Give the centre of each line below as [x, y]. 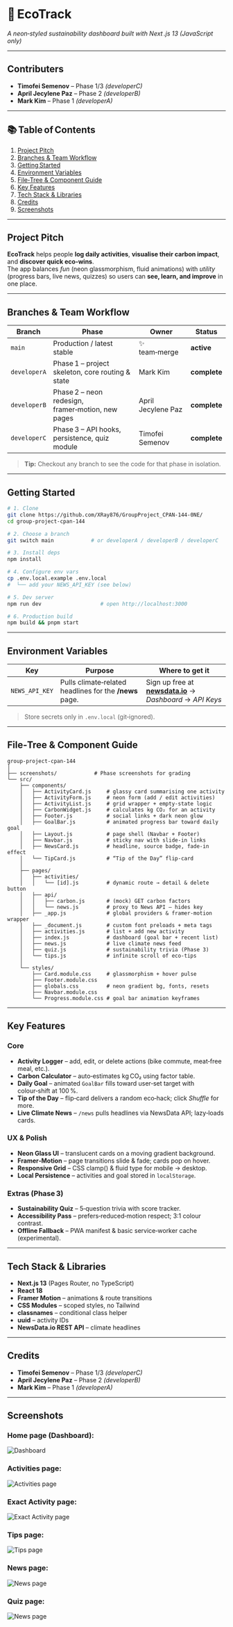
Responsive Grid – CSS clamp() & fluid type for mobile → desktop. [112, 1168]
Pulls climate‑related [93, 682]
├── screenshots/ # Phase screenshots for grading [99, 773]
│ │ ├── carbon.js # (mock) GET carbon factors [105, 901]
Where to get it [184, 671]
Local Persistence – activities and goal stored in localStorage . [106, 1175]
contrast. [30, 1223]
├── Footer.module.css [65, 980]
